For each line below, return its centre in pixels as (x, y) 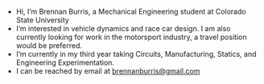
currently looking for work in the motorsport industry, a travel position (131, 37)
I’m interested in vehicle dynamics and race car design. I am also (123, 28)
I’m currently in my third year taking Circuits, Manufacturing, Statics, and (136, 54)
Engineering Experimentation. (65, 62)
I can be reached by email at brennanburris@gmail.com (108, 71)
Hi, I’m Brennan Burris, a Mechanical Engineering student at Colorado (131, 12)
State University (43, 20)
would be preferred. (49, 46)
